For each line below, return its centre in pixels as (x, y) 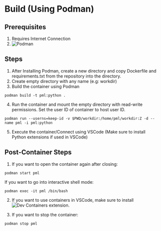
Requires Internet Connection (41, 38)
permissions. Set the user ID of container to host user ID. (68, 109)
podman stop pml (21, 223)
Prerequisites (25, 27)
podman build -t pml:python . (35, 95)
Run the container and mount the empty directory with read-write (77, 104)
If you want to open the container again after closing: (65, 164)
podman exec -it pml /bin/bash (36, 191)
